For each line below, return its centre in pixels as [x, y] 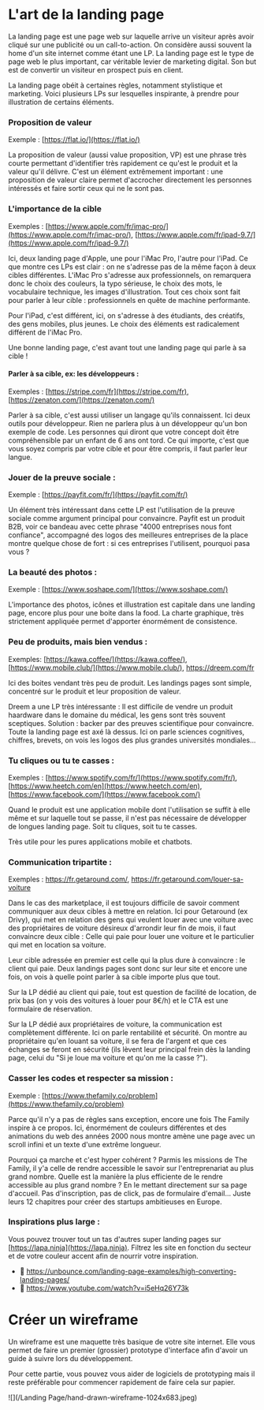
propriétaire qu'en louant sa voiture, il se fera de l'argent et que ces [117, 1041]
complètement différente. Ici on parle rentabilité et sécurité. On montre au [128, 1033]
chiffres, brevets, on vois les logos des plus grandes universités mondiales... [132, 740]
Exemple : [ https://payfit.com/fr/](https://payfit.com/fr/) [98, 495]
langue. [20, 457]
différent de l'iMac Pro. [45, 332]
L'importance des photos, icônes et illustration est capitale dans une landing [132, 604]
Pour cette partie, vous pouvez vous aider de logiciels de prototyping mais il [132, 1374]
